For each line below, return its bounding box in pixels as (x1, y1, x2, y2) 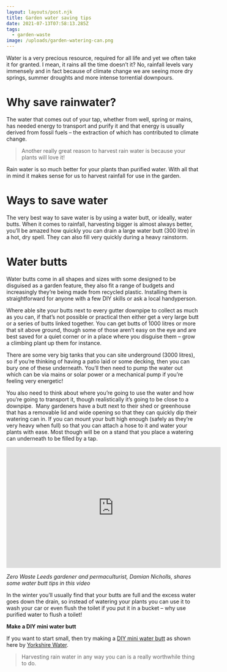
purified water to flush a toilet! (6, 611, 83, 618)
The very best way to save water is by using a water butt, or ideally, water (6, 214, 193, 221)
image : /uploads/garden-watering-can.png (6, 37, 114, 44)
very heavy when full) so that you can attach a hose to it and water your (6, 422, 188, 429)
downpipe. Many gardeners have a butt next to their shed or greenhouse (6, 402, 191, 409)
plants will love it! (21, 153, 65, 161)
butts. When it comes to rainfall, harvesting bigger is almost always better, (6, 220, 193, 228)
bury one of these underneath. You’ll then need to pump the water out (6, 364, 183, 371)
